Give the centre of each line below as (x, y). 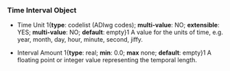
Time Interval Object (42, 10)
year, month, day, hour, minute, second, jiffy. (80, 40)
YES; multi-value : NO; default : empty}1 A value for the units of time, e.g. (120, 32)
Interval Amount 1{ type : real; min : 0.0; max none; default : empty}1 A (114, 53)
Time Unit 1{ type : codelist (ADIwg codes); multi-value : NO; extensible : (118, 25)
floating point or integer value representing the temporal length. (107, 60)
